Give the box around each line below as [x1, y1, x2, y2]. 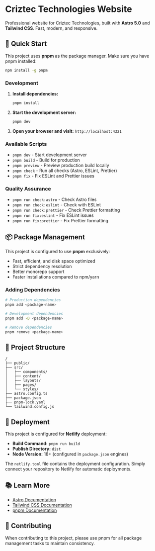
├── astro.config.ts [5, 391, 48, 396]
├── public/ [5, 361, 30, 366]
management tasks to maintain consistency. [5, 540, 95, 546]
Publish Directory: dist [12, 446, 61, 452]
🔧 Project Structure [5, 343, 66, 352]
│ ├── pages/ [5, 382, 37, 387]
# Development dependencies [5, 311, 64, 316]
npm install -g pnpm [5, 68, 48, 73]
